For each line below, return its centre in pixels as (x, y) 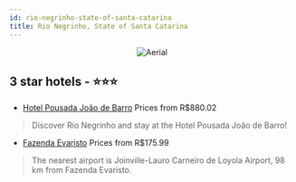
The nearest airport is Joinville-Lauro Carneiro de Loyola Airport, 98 (158, 160)
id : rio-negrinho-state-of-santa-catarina (91, 18)
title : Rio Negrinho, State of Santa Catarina (99, 26)
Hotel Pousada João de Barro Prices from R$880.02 (119, 108)
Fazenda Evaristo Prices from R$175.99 (95, 143)
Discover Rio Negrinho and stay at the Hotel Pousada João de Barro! (159, 125)
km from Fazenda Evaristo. (81, 170)
